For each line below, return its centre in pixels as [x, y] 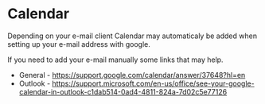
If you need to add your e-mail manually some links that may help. [115, 60]
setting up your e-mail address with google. [79, 44]
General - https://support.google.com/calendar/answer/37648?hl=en [132, 75]
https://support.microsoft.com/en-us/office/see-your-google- [154, 83]
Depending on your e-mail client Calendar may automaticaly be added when [132, 36]
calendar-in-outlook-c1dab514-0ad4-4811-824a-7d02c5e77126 [123, 91]
